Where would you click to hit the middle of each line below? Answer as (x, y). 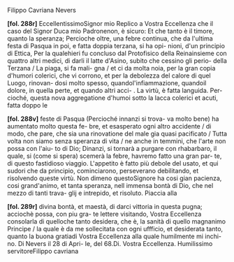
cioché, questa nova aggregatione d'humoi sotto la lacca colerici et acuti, (113, 98)
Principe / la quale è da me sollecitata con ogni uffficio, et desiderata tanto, (115, 229)
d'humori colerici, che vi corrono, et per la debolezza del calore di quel (109, 75)
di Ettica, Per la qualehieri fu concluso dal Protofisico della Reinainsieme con (117, 53)
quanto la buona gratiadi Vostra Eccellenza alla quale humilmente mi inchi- (115, 236)
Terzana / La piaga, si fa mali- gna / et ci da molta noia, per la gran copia (111, 68)
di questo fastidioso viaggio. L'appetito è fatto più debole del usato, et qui (113, 163)
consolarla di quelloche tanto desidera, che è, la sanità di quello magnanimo (117, 221)
